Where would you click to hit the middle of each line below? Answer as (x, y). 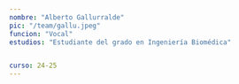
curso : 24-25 (33, 66)
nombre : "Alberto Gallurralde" (67, 17)
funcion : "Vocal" (41, 34)
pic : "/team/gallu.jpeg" (55, 26)
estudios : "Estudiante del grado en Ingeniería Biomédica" (120, 42)
